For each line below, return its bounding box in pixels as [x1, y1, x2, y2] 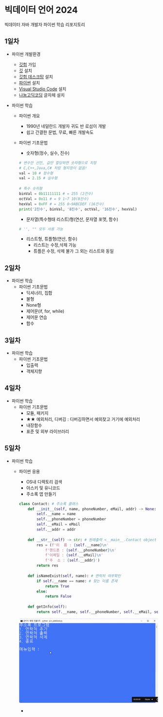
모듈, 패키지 [26, 410, 49, 416]
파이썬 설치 [18, 80, 40, 85]
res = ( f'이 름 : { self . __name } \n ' [36, 543, 109, 548]
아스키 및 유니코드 [26, 485, 60, 491]
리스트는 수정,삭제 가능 [33, 242, 76, 248]
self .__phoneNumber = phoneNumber [36, 517, 107, 522]
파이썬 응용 [18, 468, 40, 474]
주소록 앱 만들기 [26, 491, 56, 497]
